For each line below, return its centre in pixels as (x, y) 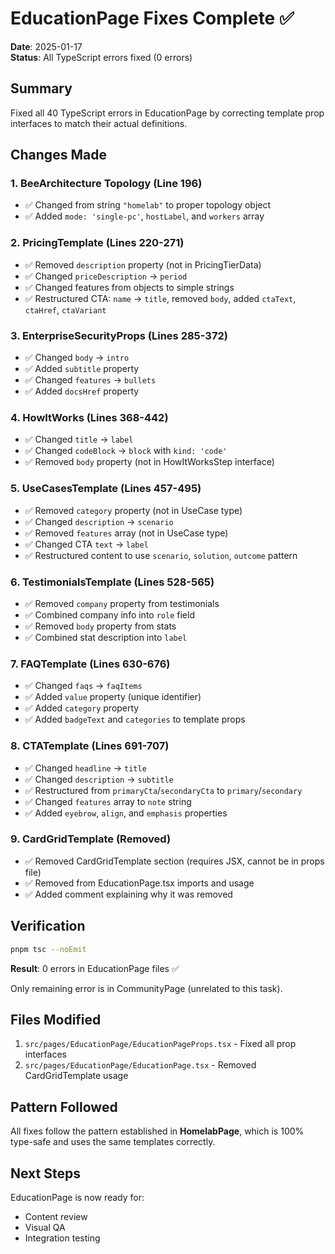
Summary (41, 88)
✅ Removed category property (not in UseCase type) (133, 510)
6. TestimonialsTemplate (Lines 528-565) (112, 582)
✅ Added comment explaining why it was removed (128, 894)
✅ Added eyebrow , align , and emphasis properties (126, 813)
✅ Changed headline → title (85, 768)
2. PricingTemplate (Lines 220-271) (97, 243)
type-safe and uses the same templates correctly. (113, 1142)
